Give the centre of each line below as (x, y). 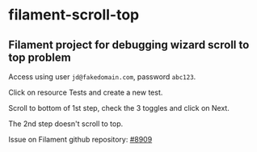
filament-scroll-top (74, 15)
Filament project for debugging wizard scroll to (129, 45)
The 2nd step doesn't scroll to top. (66, 124)
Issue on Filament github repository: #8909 (80, 139)
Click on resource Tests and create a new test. (86, 92)
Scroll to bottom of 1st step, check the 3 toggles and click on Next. (119, 108)
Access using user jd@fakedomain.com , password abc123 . (102, 77)
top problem (40, 57)
